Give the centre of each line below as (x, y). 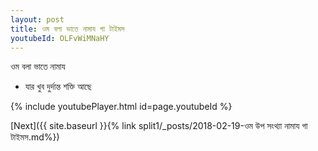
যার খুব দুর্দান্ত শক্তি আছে (58, 87)
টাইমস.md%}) (35, 137)
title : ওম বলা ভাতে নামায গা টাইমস (67, 29)
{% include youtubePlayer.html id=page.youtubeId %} (121, 107)
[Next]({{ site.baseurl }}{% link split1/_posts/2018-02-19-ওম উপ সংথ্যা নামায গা (159, 126)
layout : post (37, 19)
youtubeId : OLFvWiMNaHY (60, 38)
